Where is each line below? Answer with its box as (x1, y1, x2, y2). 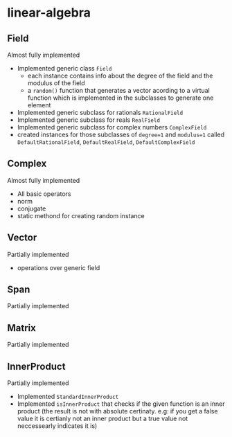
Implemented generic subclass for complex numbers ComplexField (17, 123, 207, 131)
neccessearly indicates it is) (17, 422, 98, 430)
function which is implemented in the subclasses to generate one (27, 93, 214, 102)
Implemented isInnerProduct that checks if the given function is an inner (17, 400, 225, 408)
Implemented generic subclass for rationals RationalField (17, 109, 184, 116)
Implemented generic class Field (17, 64, 112, 72)
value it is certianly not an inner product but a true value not (17, 414, 188, 423)
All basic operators (17, 189, 71, 198)
